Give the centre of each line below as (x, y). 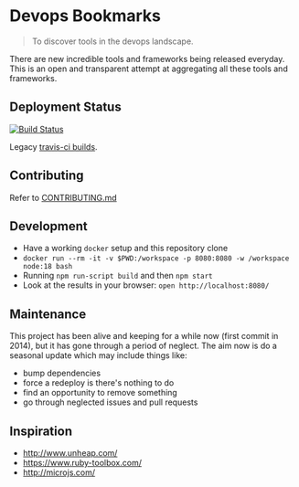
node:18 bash (48, 267)
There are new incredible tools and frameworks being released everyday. (147, 58)
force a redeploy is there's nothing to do (98, 383)
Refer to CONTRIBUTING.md (63, 197)
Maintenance (48, 314)
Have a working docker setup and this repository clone (125, 249)
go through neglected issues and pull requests (110, 402)
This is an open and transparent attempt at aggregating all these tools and (149, 69)
